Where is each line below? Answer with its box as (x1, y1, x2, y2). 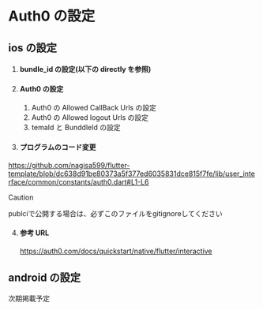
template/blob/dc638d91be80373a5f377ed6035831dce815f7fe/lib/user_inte (8, 169, 255, 178)
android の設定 (8, 271, 81, 285)
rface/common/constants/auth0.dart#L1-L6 (8, 177, 149, 186)
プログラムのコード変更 (19, 142, 96, 151)
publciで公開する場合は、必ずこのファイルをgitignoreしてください (8, 208, 223, 218)
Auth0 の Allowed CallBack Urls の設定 (31, 103, 156, 113)
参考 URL (19, 228, 50, 237)
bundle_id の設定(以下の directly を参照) (19, 65, 152, 74)
